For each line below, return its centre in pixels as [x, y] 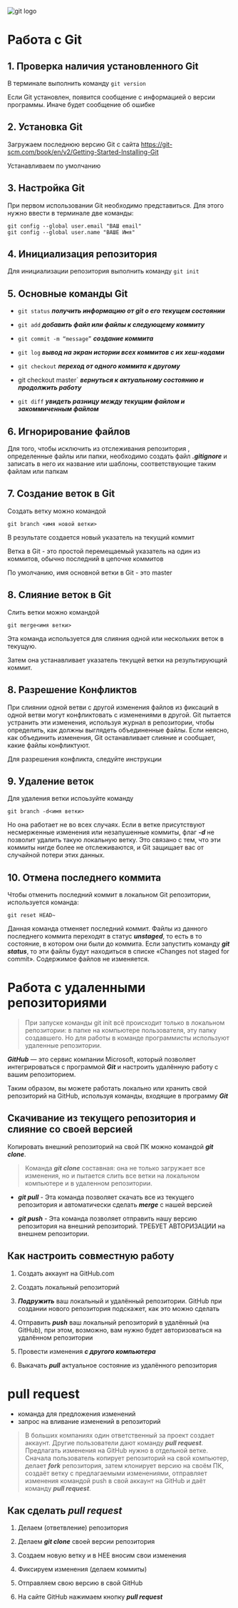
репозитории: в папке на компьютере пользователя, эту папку [121, 1031]
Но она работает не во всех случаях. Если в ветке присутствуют [106, 825]
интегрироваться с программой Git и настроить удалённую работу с [113, 1067]
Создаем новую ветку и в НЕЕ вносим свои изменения [102, 1555]
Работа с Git [45, 40]
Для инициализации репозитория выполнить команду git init [103, 271]
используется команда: [43, 902]
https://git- [157, 144]
